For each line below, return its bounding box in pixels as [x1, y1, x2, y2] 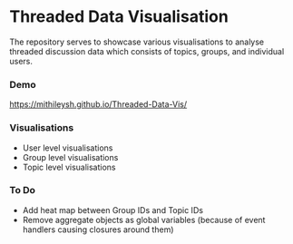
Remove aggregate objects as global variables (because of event [22, 214, 266, 225]
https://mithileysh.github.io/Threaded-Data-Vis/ [9, 99, 188, 110]
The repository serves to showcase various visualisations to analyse [9, 36, 265, 47]
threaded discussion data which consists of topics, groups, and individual [9, 45, 285, 56]
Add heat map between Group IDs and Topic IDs [22, 204, 204, 215]
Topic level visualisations [22, 161, 116, 172]
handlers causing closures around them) [22, 224, 174, 235]
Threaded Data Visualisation [9, 6, 229, 27]
